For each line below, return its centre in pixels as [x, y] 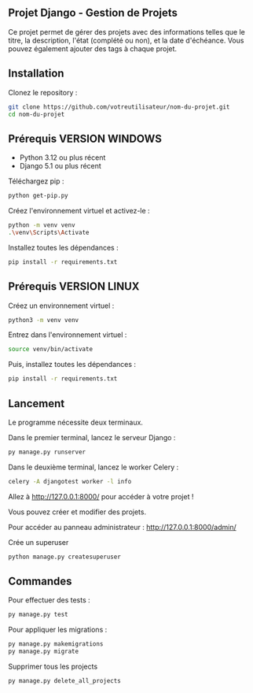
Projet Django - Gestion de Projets [93, 13]
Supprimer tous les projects [53, 666]
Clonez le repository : [43, 92]
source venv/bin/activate [50, 350]
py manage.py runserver [47, 452]
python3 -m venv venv [44, 320]
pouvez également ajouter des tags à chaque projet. [93, 48]
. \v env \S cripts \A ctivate [49, 232]
